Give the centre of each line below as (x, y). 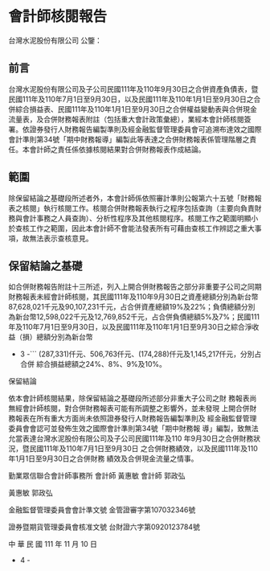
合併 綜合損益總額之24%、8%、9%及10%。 (93, 364)
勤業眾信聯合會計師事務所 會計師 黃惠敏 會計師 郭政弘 (97, 476)
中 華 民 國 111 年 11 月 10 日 (53, 544)
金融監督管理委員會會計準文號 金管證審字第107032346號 (102, 510)
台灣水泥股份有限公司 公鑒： (55, 40)
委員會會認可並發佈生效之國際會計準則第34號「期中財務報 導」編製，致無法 (133, 429)
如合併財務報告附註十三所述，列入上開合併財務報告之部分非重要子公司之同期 (135, 287)
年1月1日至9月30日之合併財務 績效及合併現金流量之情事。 (103, 458)
